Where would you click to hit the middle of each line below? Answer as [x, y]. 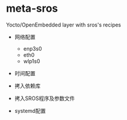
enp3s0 [32, 48]
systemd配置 [30, 111]
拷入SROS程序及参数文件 [44, 98]
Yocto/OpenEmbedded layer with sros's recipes [63, 25]
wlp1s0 [32, 61]
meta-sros [32, 9]
